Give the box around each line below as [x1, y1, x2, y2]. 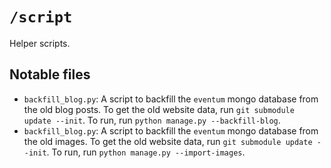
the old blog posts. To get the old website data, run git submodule [23, 103, 295, 115]
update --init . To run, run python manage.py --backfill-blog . [23, 114, 281, 126]
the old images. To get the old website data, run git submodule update [23, 135, 313, 147]
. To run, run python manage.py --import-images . [46, 146, 246, 158]
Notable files [9, 66, 91, 83]
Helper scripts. [9, 37, 71, 49]
